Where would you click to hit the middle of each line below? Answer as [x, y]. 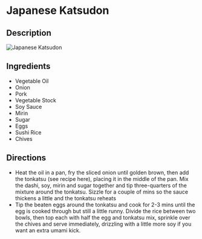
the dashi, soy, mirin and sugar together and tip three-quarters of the [101, 185]
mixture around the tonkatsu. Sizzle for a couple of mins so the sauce [102, 192]
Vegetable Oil [32, 81]
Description [29, 33]
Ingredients [28, 66]
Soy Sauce [28, 106]
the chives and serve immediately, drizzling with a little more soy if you [103, 224]
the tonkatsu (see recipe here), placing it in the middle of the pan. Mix [102, 178]
